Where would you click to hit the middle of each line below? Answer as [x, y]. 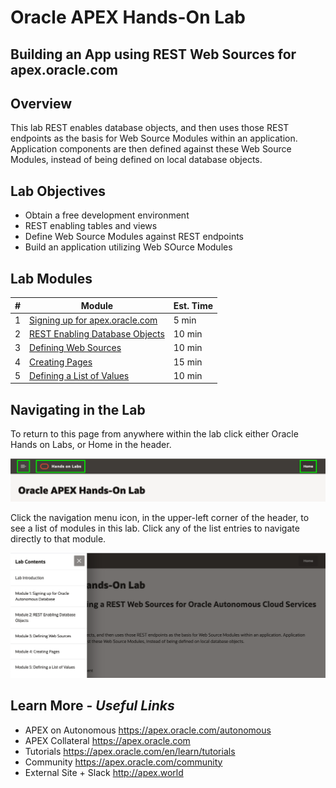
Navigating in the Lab [78, 409]
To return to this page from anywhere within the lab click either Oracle [154, 434]
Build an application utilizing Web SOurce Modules [128, 247]
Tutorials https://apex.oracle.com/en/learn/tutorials [130, 751]
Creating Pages [61, 362]
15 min [188, 362]
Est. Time [193, 305]
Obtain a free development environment [107, 215]
